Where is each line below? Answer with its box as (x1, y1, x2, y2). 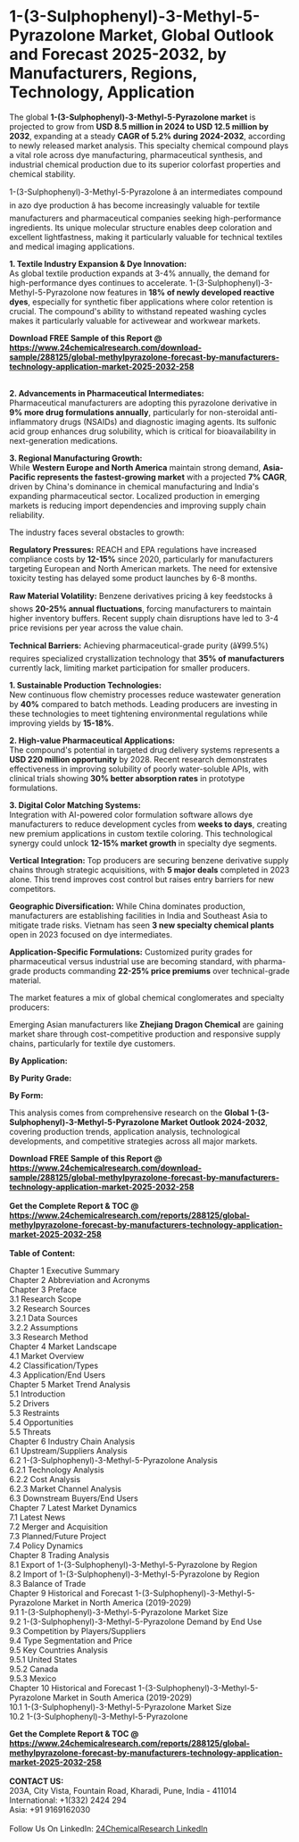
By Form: (9, 1089, 44, 1100)
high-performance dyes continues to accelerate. (9, 277, 187, 288)
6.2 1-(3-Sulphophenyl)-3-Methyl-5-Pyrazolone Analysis (9, 1454, 219, 1465)
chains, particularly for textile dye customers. (9, 1038, 176, 1048)
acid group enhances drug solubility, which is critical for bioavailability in (9, 426, 277, 437)
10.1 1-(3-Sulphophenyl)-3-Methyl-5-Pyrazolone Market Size (9, 1701, 232, 1712)
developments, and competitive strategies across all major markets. (9, 1136, 258, 1146)
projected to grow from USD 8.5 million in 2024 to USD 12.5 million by (9, 121, 270, 131)
